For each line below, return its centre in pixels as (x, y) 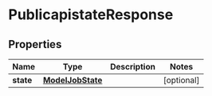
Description (133, 67)
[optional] (181, 80)
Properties (35, 44)
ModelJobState (73, 80)
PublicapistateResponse (91, 15)
